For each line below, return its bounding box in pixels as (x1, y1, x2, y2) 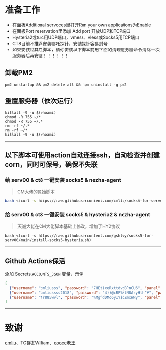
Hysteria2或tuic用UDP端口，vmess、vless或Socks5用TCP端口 (12, 34, 140, 40)
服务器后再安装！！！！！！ (12, 52, 69, 58)
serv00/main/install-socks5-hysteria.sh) (5, 238, 92, 243)
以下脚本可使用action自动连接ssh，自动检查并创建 (5, 151, 160, 159)
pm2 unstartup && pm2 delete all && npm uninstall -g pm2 (5, 82, 127, 87)
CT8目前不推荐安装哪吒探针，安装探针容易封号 (12, 40, 108, 46)
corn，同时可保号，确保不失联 (5, 160, 98, 169)
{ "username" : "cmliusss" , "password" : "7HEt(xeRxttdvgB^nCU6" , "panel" (9, 286, 161, 291)
